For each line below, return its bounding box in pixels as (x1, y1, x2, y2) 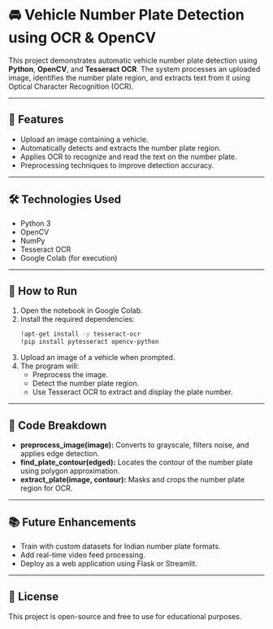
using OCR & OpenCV (8, 29, 157, 47)
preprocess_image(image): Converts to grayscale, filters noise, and (19, 440, 249, 450)
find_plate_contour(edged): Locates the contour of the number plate (19, 457, 253, 467)
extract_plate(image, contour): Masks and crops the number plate (19, 474, 245, 484)
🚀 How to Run (8, 284, 78, 297)
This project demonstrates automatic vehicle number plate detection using (8, 55, 258, 65)
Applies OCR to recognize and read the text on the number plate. (19, 152, 237, 161)
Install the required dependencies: (19, 314, 136, 324)
